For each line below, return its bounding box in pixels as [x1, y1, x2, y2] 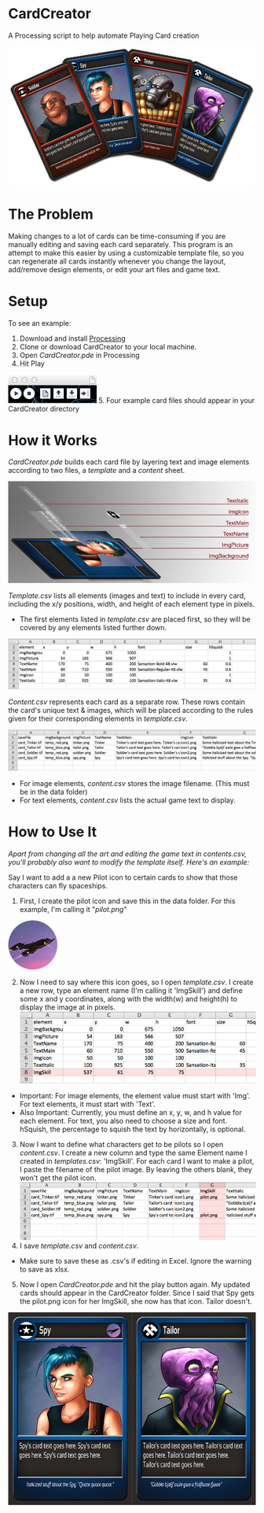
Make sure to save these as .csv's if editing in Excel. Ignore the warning [19, 1257, 252, 1266]
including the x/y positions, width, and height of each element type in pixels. [8, 600, 255, 609]
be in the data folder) [19, 788, 88, 797]
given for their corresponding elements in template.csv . [8, 714, 189, 723]
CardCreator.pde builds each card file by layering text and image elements [8, 457, 250, 467]
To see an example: [8, 318, 71, 327]
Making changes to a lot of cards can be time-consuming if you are [8, 231, 226, 241]
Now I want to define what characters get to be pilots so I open [19, 1140, 224, 1150]
